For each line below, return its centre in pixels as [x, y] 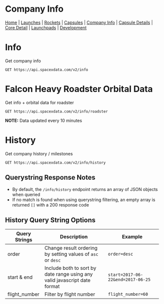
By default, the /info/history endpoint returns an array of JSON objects [85, 189]
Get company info [23, 61]
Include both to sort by [71, 268]
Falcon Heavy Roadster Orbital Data [79, 89]
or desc [53, 260]
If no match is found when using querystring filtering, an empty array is [83, 199]
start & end [20, 277]
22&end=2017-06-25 [129, 280]
